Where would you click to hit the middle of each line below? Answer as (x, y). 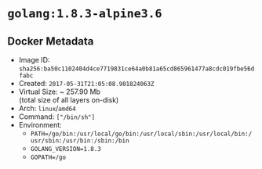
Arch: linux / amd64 (47, 108)
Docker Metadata (51, 41)
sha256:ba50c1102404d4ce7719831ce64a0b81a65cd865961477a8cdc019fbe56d (136, 69)
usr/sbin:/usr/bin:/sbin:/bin (80, 141)
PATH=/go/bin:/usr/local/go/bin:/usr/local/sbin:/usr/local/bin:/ (141, 134)
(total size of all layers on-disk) (69, 100)
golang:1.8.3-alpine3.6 (85, 14)
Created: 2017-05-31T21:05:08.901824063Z (86, 83)
